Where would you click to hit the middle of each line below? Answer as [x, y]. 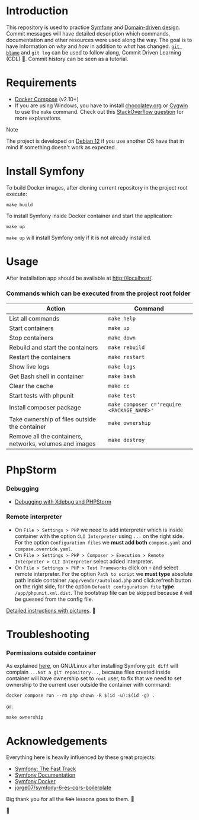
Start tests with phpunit [41, 396]
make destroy [126, 440]
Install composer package [45, 408]
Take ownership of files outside [53, 419]
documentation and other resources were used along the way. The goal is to [99, 40]
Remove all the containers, [46, 437]
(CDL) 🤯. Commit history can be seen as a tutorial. [67, 59]
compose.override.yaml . [44, 549]
